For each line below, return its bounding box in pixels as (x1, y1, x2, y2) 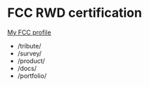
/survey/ (17, 49, 42, 58)
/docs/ (17, 64, 37, 72)
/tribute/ (17, 41, 41, 50)
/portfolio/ (17, 72, 47, 80)
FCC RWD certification (7, 5, 143, 21)
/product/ (17, 56, 46, 65)
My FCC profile (7, 28, 51, 36)
